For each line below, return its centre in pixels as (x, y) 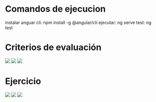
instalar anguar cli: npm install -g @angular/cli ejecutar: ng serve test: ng (78, 22)
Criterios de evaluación (53, 48)
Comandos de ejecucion (56, 9)
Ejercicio (23, 81)
